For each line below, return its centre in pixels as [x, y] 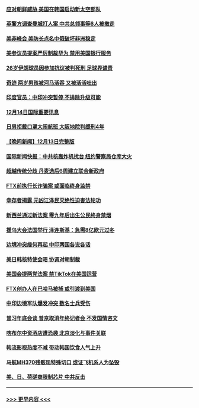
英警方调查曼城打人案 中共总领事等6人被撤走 [60, 24]
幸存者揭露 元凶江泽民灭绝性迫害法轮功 [54, 200]
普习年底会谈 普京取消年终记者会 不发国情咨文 [62, 318]
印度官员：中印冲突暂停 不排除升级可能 [54, 98]
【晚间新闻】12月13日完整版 [40, 141]
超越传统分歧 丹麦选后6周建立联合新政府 [55, 171]
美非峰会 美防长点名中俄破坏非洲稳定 [51, 38]
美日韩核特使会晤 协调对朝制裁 [43, 259]
